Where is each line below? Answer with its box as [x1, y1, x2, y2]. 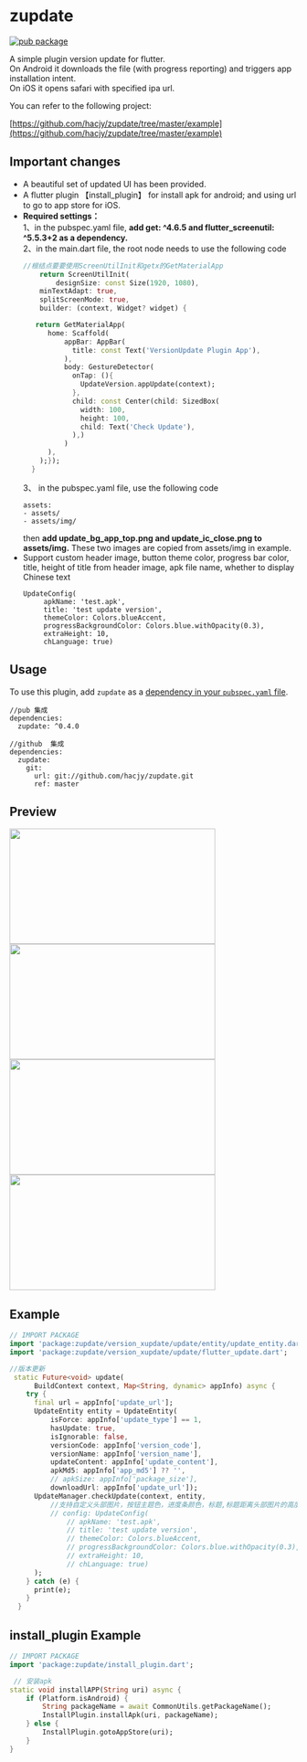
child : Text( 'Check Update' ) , [80, 422, 196, 431]
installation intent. [9, 72, 76, 83]
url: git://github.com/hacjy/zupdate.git [33, 771, 195, 780]
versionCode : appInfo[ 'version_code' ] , [49, 1440, 203, 1449]
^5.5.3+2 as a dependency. [22, 232, 128, 243]
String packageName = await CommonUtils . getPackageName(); [42, 1702, 272, 1712]
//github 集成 [9, 739, 65, 748]
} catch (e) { [26, 1576, 79, 1586]
